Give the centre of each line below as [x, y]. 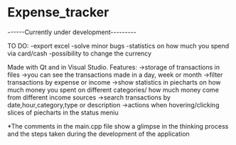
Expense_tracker [58, 12]
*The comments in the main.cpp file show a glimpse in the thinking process [118, 126]
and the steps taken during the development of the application [98, 134]
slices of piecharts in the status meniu [63, 112]
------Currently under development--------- [72, 32]
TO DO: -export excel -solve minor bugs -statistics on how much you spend [118, 45]
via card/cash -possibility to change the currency [79, 53]
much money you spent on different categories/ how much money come [113, 90]
